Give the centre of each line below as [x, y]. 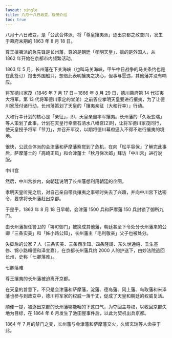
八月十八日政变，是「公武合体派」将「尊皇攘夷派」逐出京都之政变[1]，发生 [84, 35]
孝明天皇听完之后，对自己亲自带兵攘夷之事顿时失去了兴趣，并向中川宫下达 [84, 192]
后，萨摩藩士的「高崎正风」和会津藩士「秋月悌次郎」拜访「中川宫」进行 [81, 153]
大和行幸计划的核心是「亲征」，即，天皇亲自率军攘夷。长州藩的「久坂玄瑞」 [85, 117]
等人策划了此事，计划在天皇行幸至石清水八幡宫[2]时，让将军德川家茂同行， [84, 123]
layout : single [21, 10]
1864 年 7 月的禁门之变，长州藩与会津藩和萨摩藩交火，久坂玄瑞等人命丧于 [83, 324]
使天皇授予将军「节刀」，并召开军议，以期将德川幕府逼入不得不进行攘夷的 [83, 130]
